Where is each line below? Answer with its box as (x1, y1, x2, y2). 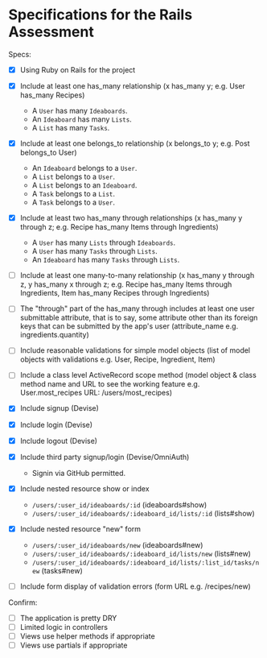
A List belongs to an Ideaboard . (31, 180, 138, 190)
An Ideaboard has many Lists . (31, 114, 133, 124)
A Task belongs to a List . (31, 189, 115, 199)
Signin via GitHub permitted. (31, 468, 126, 478)
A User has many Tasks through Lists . (31, 246, 158, 256)
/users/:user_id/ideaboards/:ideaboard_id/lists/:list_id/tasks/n (31, 558, 260, 567)
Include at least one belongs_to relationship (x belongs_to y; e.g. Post (19, 139, 250, 148)
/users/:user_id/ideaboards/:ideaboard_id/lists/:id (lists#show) (31, 508, 255, 518)
